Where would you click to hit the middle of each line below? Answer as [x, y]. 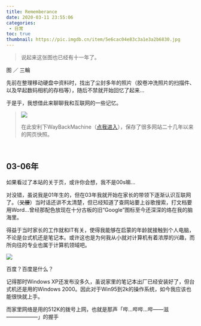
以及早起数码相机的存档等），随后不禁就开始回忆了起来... [75, 90]
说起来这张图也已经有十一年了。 [60, 57]
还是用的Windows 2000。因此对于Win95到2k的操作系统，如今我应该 [101, 289]
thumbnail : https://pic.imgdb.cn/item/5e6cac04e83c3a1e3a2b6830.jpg [93, 39]
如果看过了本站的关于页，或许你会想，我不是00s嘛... [71, 182]
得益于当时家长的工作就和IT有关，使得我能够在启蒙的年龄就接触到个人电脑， [100, 230]
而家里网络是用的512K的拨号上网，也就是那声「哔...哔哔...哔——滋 [88, 309]
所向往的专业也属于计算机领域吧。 [48, 245]
